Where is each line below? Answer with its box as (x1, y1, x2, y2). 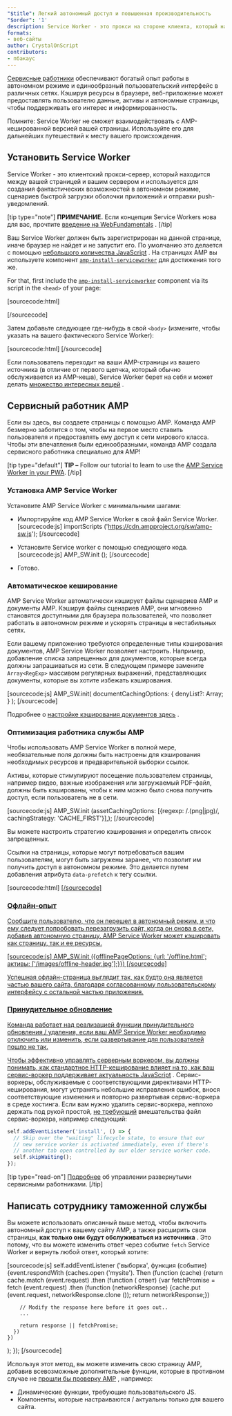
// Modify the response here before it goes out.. (19, 1304, 168, 1311)
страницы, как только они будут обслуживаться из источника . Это (7, 1233, 212, 1241)
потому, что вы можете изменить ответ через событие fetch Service (7, 1240, 210, 1249)
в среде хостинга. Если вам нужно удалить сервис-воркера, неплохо (7, 1100, 213, 1108)
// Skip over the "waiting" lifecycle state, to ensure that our (13, 1135, 206, 1142)
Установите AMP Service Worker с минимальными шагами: (7, 501, 182, 510)
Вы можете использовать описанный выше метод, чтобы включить (7, 1218, 207, 1227)
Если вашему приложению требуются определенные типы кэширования (7, 639, 223, 647)
